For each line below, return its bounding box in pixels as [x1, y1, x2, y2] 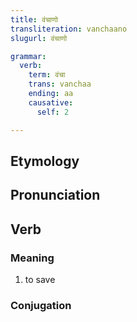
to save [24, 273, 56, 285]
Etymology [10, 152, 80, 170]
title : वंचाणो [10, 14, 58, 25]
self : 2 [36, 107, 70, 117]
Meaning [10, 251, 55, 265]
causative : [28, 97, 74, 108]
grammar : [10, 51, 47, 61]
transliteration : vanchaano [10, 24, 128, 34]
